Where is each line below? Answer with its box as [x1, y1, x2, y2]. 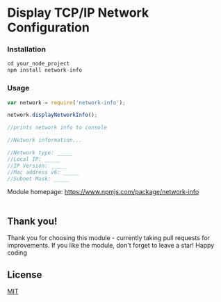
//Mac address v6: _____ [7, 168, 79, 175]
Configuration [7, 19, 90, 35]
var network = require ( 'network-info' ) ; [7, 99, 126, 106]
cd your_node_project [7, 61, 70, 67]
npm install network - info [7, 67, 82, 74]
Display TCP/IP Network [7, 5, 149, 21]
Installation [7, 45, 47, 54]
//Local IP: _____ [7, 155, 60, 163]
